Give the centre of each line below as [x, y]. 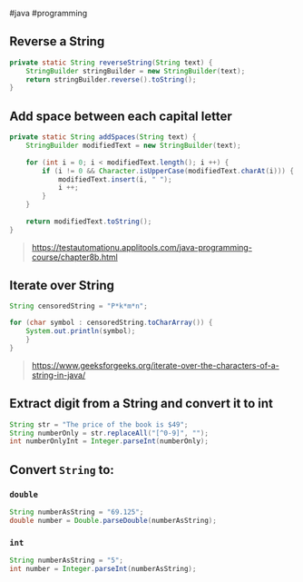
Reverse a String [57, 41]
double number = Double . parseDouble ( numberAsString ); [113, 520]
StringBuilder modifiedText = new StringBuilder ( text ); [134, 145]
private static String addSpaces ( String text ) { [103, 137]
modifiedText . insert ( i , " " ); [115, 179]
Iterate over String [62, 286]
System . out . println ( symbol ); [81, 331]
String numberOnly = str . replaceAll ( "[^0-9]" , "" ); [109, 433]
